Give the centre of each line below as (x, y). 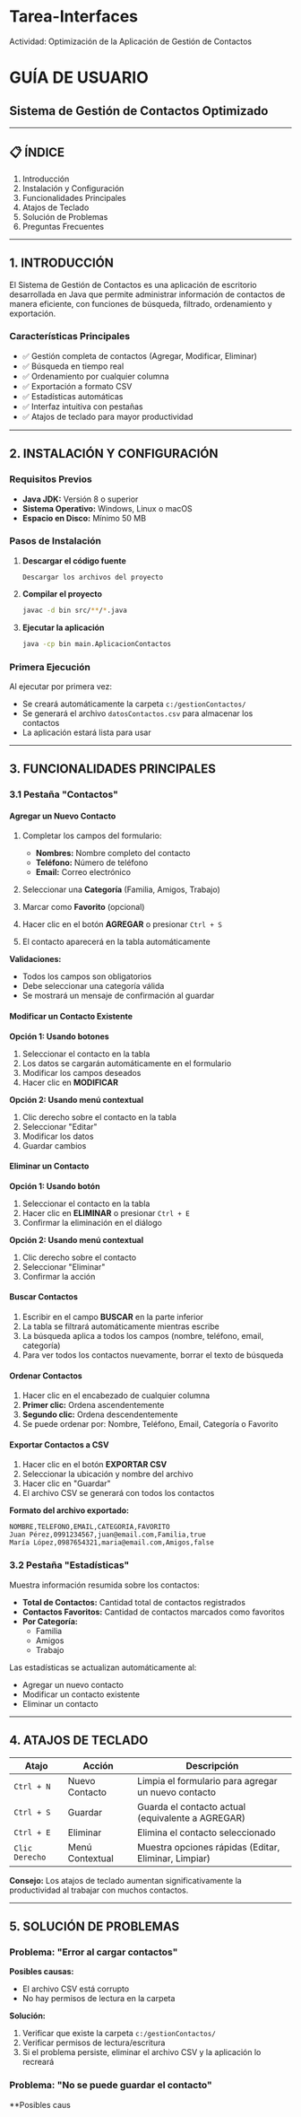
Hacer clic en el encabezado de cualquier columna (116, 1395)
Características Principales (70, 337)
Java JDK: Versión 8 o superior (80, 499)
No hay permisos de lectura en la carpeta (99, 1999)
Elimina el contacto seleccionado (206, 1833)
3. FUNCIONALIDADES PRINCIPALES (113, 769)
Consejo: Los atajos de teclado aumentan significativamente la (125, 1880)
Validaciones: (35, 959)
